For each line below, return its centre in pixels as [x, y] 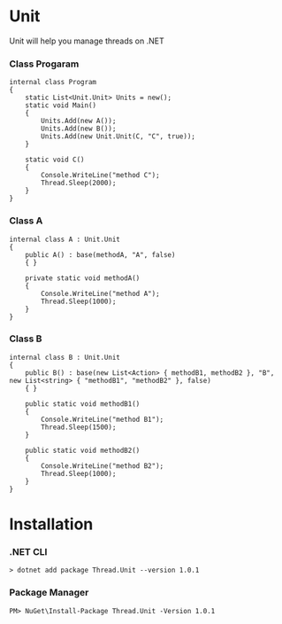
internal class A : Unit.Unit [65, 239]
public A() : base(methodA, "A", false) [100, 254]
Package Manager [49, 593]
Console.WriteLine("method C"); [101, 175]
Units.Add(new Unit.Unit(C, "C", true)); [118, 136]
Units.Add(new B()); [79, 129]
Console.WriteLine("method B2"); [103, 466]
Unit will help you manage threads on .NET [87, 41]
